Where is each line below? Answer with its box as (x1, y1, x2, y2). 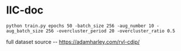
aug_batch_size (6, 28, 44, 34)
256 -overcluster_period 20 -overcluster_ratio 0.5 (45, 28, 176, 34)
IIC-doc (6, 4, 44, 17)
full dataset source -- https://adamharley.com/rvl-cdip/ (6, 38, 140, 45)
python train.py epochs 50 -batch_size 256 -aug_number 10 (6, 23, 154, 29)
